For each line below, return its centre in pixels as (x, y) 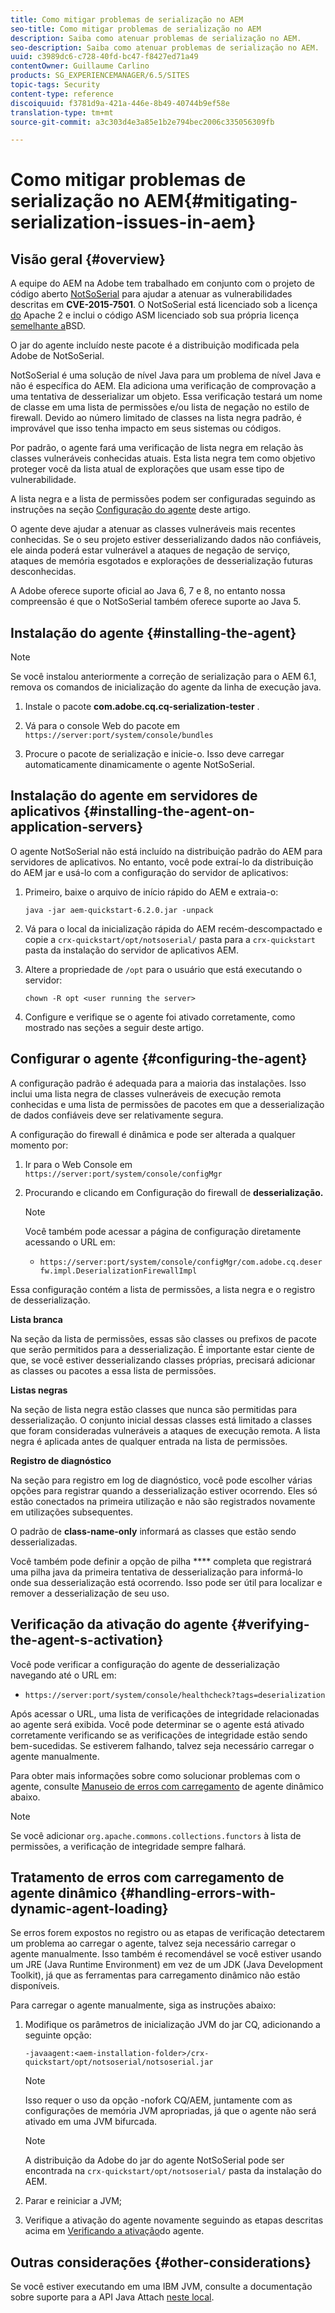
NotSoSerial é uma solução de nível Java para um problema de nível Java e (166, 375)
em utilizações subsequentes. (71, 1512)
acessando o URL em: (70, 1242)
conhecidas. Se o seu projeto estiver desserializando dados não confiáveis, (166, 540)
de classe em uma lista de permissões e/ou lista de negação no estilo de (160, 407)
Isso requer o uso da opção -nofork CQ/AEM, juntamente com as (158, 2100)
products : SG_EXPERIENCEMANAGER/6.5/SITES (100, 76)
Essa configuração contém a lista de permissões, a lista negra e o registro (163, 1289)
